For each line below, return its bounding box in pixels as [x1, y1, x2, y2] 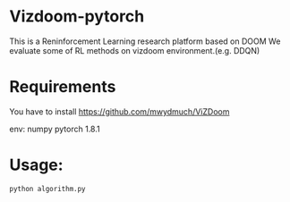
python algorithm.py [9, 184, 87, 193]
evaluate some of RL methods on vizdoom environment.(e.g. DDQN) [9, 45, 260, 55]
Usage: [9, 155, 64, 175]
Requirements [9, 77, 116, 97]
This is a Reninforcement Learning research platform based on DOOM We [9, 36, 281, 46]
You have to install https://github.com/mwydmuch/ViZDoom [9, 105, 230, 117]
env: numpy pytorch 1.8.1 [9, 123, 100, 134]
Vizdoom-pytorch [9, 6, 145, 27]
